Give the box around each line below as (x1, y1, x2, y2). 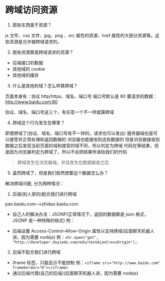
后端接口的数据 (12, 60, 43, 66)
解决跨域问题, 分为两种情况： (5, 180, 65, 186)
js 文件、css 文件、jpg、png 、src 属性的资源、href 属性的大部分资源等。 (5, 32, 156, 38)
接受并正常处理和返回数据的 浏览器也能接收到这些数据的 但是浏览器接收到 (9, 136, 160, 142)
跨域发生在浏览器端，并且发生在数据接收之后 (17, 159, 109, 165)
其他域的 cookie (12, 66, 45, 72)
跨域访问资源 (5, 4, 58, 16)
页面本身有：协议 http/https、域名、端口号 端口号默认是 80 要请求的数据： (5, 93, 158, 99)
